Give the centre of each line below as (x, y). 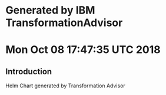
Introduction (29, 71)
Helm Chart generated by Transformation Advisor (66, 86)
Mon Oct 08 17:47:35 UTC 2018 (83, 50)
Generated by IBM (50, 10)
